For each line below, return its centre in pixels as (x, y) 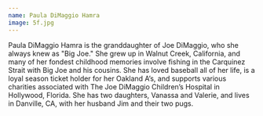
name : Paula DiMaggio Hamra (54, 15)
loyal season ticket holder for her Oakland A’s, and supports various (117, 78)
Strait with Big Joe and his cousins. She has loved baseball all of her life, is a (131, 70)
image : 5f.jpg (31, 23)
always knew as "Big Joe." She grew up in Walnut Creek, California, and (124, 53)
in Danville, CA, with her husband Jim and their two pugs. (101, 103)
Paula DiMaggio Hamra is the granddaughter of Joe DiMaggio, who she (124, 45)
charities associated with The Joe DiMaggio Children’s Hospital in (114, 86)
